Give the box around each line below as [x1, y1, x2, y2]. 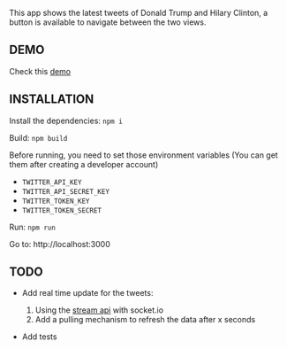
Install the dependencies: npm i [9, 115, 124, 126]
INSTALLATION [9, 92, 94, 107]
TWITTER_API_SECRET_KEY [21, 187, 110, 196]
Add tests [21, 331, 57, 342]
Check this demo [9, 66, 72, 76]
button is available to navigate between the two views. [9, 17, 207, 27]
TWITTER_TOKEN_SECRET [21, 206, 102, 215]
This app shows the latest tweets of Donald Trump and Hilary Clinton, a [9, 8, 268, 18]
